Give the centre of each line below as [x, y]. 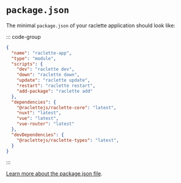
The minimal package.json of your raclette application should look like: [91, 25]
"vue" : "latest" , [38, 118]
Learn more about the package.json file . [54, 174]
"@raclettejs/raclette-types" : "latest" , [68, 140]
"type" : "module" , [34, 58]
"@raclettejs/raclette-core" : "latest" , [66, 107]
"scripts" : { [27, 64]
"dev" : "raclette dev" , [46, 69]
